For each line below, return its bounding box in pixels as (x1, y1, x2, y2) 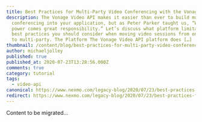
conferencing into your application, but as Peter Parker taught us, (11, 20, 189, 26)
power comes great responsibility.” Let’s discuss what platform (11, 25, 179, 32)
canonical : (6, 87, 34, 93)
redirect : (6, 93, 31, 99)
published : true (6, 53, 47, 59)
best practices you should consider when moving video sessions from (11, 31, 189, 37)
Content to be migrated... (6, 109, 69, 116)
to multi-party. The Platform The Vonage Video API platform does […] (11, 37, 192, 43)
